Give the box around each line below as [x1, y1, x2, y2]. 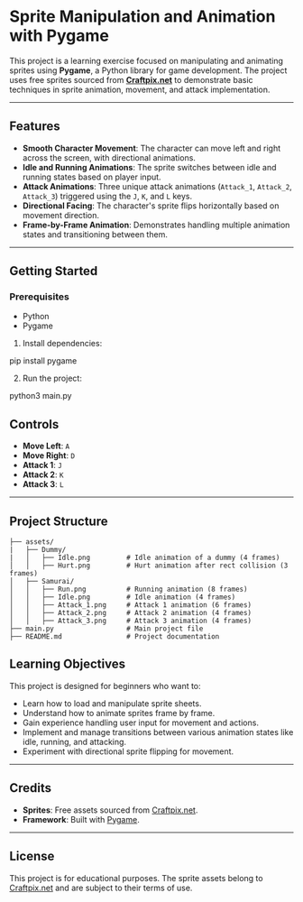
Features [9, 119, 60, 134]
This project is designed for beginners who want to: [9, 680, 201, 691]
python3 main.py [9, 391, 72, 401]
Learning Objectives [9, 657, 126, 672]
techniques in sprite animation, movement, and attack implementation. [9, 84, 271, 95]
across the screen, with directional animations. [22, 152, 197, 163]
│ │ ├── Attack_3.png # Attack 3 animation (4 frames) [9, 616, 252, 626]
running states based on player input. [22, 171, 161, 182]
